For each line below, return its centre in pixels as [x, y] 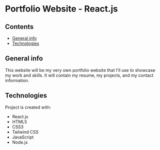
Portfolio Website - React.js [61, 9]
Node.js [20, 142]
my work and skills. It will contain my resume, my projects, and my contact [79, 75]
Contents [19, 27]
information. [17, 80]
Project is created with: [28, 107]
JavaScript [23, 137]
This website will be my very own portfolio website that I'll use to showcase [80, 70]
